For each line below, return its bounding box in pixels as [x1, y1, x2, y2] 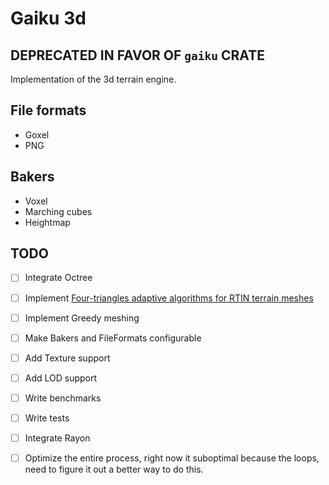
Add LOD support [24, 372, 98, 384]
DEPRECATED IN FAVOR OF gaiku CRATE [10, 47, 265, 64]
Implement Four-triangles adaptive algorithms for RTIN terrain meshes [24, 292, 314, 304]
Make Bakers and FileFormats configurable [24, 332, 202, 344]
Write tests [24, 412, 70, 424]
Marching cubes [24, 205, 93, 217]
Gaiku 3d [10, 7, 87, 30]
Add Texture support [24, 352, 111, 364]
